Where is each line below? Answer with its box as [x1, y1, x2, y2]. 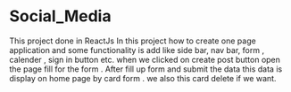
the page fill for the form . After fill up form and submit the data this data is [9, 64, 283, 74]
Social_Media [9, 6, 112, 27]
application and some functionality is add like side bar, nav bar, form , [9, 44, 265, 55]
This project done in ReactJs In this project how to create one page [9, 35, 256, 46]
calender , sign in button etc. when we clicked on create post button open [9, 54, 281, 65]
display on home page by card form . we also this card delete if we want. [9, 73, 277, 83]
